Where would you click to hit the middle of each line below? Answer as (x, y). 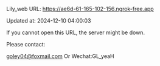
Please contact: (26, 44)
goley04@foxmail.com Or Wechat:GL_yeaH (60, 56)
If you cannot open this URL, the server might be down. (75, 32)
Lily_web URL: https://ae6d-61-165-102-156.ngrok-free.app (80, 9)
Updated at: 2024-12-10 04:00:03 (49, 20)
